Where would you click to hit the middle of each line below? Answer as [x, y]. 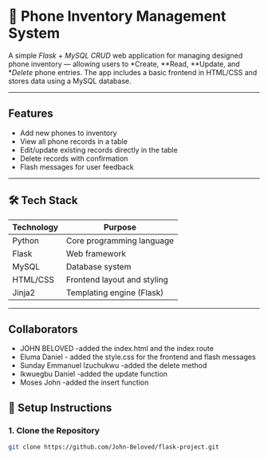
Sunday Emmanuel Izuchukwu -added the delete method [113, 365]
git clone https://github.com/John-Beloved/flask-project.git [114, 447]
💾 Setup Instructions [60, 407]
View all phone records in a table [73, 141]
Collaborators [43, 329]
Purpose [120, 227]
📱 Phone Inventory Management [117, 16]
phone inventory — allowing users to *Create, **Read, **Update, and [124, 64]
